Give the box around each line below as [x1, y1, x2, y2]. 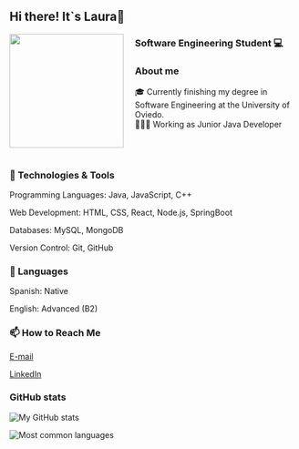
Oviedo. [135, 108, 165, 119]
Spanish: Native [9, 286, 68, 297]
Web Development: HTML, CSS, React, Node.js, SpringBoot [9, 207, 232, 218]
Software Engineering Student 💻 [135, 37, 284, 50]
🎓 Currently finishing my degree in [135, 86, 268, 97]
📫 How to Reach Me [9, 327, 101, 340]
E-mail [9, 351, 34, 362]
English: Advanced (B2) [9, 303, 98, 314]
